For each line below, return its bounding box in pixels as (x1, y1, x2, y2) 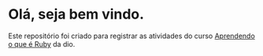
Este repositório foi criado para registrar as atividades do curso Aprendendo (8, 31, 256, 40)
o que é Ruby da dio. (8, 39, 76, 48)
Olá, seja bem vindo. (8, 5, 144, 23)
